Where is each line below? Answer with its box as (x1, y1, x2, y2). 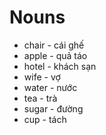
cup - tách (23, 113, 67, 125)
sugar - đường (23, 102, 84, 115)
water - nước (23, 81, 78, 93)
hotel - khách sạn (23, 60, 97, 72)
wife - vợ (23, 71, 61, 83)
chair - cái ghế (23, 39, 85, 51)
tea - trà (23, 92, 58, 104)
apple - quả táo (23, 49, 88, 61)
